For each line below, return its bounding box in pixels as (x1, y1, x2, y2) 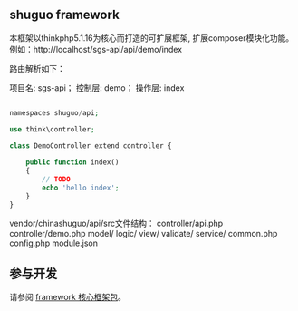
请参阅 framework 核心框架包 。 (9, 292, 127, 303)
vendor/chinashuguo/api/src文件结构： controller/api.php (9, 218, 224, 228)
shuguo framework (9, 7, 120, 23)
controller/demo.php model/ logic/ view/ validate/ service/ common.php (9, 228, 278, 238)
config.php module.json (9, 238, 98, 248)
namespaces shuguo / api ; (9, 108, 100, 117)
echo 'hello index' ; (42, 183, 120, 192)
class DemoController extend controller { (9, 141, 172, 151)
